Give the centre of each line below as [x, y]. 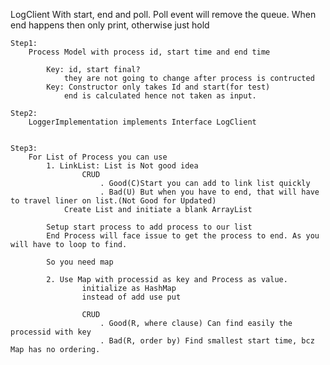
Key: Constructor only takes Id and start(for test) [158, 87]
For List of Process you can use [98, 157]
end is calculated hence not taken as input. [160, 96]
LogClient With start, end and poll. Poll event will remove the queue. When [163, 14]
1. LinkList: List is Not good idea [122, 166]
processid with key [51, 332]
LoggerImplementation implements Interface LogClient [142, 122]
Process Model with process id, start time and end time [149, 52]
